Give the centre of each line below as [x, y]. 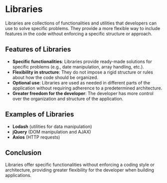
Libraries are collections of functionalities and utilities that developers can [81, 23]
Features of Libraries [38, 49]
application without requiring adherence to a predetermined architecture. [87, 88]
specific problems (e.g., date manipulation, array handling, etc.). [78, 66]
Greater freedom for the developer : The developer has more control [83, 93]
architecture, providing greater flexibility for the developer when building [80, 170]
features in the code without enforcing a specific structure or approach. [79, 33]
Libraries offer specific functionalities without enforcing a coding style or [80, 165]
